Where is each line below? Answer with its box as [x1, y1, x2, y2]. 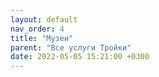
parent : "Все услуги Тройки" [10, 42, 132, 53]
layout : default [10, 14, 78, 25]
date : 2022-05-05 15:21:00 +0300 [10, 52, 150, 62]
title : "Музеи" [10, 33, 74, 43]
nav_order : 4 [10, 24, 65, 34]
